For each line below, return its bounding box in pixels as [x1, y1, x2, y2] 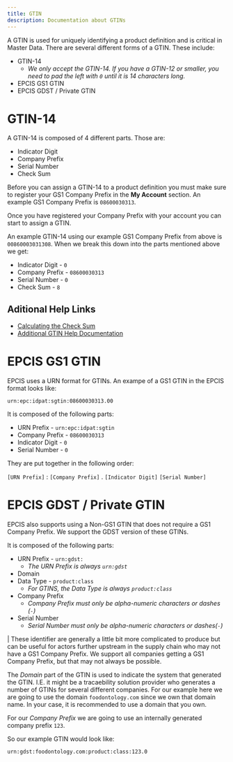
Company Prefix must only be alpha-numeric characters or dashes [27, 599, 220, 608]
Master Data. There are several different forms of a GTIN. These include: [7, 43, 215, 52]
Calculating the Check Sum [17, 322, 96, 330]
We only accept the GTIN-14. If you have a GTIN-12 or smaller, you [27, 64, 219, 73]
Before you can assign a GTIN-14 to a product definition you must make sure [7, 183, 227, 192]
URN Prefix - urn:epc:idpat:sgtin [17, 424, 115, 432]
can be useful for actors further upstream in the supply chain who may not [7, 643, 220, 651]
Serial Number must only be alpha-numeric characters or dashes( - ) [27, 622, 223, 630]
